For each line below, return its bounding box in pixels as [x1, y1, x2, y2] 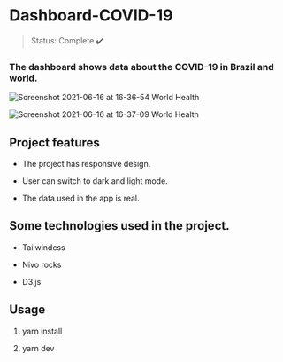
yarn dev [21, 342, 55, 353]
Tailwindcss [21, 241, 65, 253]
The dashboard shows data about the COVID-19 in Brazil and [9, 60, 274, 73]
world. [9, 72, 38, 84]
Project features [9, 135, 100, 150]
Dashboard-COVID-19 [9, 5, 173, 26]
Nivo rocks [21, 259, 62, 270]
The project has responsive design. [21, 159, 151, 169]
